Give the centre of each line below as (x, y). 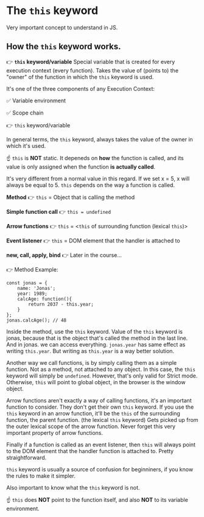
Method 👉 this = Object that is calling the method (71, 197)
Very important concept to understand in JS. (62, 27)
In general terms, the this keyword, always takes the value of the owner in (100, 139)
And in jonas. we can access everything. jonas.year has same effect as (96, 344)
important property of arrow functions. (55, 432)
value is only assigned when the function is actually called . (81, 167)
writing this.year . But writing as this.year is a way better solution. (90, 351)
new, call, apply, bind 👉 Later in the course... (64, 255)
